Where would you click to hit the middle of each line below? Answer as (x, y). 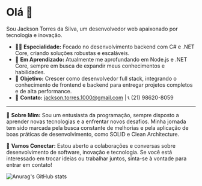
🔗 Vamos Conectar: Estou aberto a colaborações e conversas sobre (91, 145)
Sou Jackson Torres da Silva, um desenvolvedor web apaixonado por (92, 29)
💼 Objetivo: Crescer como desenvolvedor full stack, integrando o (96, 78)
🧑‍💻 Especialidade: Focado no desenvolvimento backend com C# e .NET (105, 47)
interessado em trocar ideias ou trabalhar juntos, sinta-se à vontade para (96, 158)
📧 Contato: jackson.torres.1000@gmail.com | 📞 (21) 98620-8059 (94, 97)
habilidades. (30, 72)
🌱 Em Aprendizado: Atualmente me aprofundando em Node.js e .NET (101, 59)
